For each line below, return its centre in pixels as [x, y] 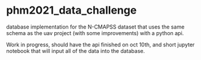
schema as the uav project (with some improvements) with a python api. [95, 33]
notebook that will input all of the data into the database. [76, 50]
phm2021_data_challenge [71, 10]
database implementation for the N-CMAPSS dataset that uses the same [95, 27]
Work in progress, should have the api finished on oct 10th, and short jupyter [100, 45]
